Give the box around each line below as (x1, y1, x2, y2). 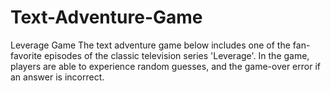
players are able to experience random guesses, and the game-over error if (10, 60, 321, 72)
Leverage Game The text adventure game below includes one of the (10, 39, 291, 51)
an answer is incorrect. (10, 71, 105, 83)
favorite (10, 49, 43, 61)
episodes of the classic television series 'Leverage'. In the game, (43, 49, 310, 61)
